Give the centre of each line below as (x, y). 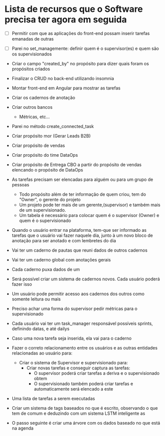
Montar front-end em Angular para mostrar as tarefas (66, 88)
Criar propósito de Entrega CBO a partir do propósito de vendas (77, 165)
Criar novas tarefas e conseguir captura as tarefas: (78, 368)
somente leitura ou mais (36, 299)
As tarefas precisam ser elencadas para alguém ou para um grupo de (82, 179)
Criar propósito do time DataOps (45, 155)
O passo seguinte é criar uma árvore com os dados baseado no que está (86, 423)
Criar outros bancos (32, 107)
